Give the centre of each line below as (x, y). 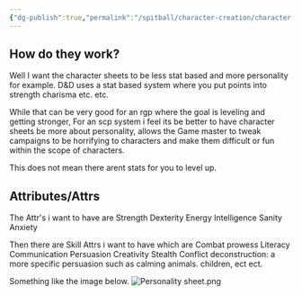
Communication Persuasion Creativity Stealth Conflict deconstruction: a (142, 255)
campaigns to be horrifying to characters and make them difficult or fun (142, 141)
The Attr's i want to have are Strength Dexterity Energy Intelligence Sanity (146, 218)
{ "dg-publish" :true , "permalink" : (72, 18)
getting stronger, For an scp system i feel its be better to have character (142, 121)
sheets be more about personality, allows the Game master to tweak (135, 131)
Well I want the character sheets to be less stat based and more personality (149, 76)
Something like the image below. (69, 282)
